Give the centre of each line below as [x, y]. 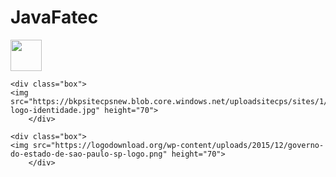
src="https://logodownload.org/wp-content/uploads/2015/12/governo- [178, 145]
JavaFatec [54, 17]
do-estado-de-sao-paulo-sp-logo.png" [89, 154]
